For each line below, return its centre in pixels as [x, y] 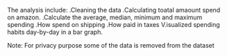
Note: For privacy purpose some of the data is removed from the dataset [111, 45]
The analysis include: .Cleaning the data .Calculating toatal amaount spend [114, 10]
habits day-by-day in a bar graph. [55, 32]
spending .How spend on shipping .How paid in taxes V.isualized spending [113, 25]
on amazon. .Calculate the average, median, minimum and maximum [105, 17]
